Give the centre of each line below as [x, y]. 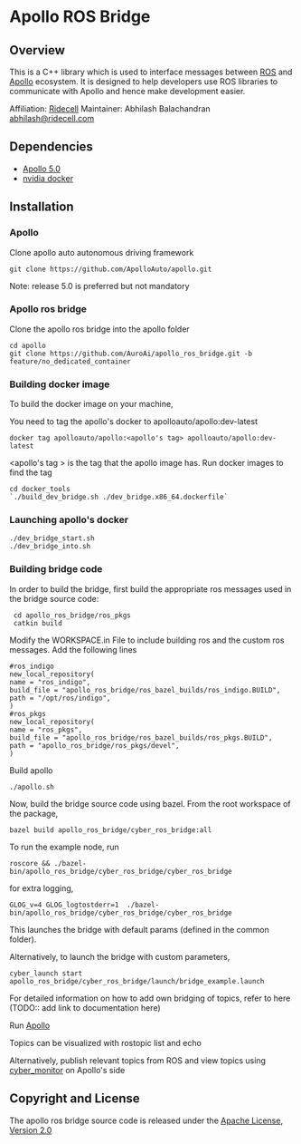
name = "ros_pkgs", [46, 730]
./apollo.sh [32, 787]
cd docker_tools [40, 490]
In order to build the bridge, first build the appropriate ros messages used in [150, 589]
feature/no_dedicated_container [70, 361]
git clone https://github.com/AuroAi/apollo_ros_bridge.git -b [131, 354]
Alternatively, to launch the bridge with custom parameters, [120, 956]
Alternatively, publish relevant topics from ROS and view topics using [138, 1060]
